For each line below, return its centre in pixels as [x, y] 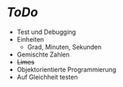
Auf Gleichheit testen [47, 77]
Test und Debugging [46, 32]
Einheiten [30, 39]
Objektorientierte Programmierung [66, 69]
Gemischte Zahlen [43, 54]
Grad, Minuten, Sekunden [64, 47]
